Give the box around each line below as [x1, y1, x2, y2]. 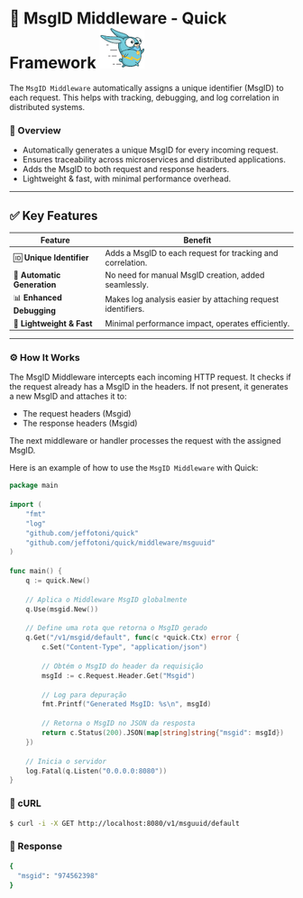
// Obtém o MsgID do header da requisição [41, 662, 204, 671]
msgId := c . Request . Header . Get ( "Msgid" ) [41, 671, 196, 680]
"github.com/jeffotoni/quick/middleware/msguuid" [25, 538, 216, 547]
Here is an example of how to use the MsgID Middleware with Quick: [9, 463, 259, 473]
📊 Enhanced [13, 292, 63, 303]
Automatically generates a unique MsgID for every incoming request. [22, 144, 279, 156]
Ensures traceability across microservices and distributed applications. [22, 154, 287, 165]
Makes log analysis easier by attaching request [105, 293, 280, 305]
